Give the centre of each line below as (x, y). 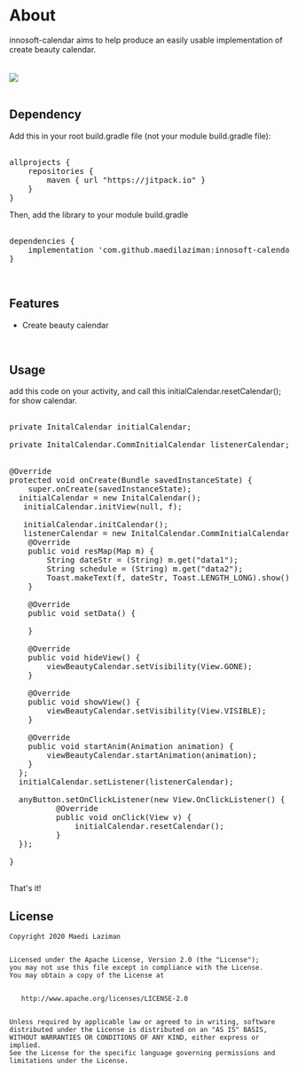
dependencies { (42, 241)
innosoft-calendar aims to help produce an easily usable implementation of (146, 40)
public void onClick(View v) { (124, 818)
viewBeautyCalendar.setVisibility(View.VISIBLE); (157, 711)
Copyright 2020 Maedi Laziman (65, 937)
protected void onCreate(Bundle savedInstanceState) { (131, 481)
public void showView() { (84, 702)
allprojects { (40, 162)
